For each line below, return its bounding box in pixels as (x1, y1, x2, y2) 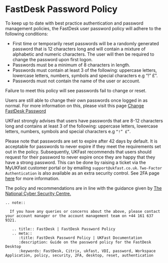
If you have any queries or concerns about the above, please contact (10, 209, 160, 214)
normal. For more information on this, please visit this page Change (5, 102, 144, 108)
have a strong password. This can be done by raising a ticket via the (5, 159, 146, 165)
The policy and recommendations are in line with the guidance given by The (5, 185, 162, 191)
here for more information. (5, 175, 60, 181)
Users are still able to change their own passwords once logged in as (5, 97, 148, 103)
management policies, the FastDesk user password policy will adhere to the (5, 25, 161, 31)
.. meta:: (12, 231, 33, 236)
